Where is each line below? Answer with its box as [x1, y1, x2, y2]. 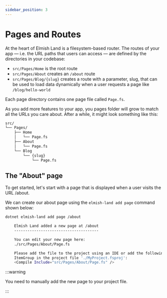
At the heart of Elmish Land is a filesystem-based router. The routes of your [5, 45, 160, 51]
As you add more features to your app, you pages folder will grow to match [5, 105, 159, 112]
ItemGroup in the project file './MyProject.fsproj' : [14, 255, 128, 260]
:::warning [5, 269, 26, 275]
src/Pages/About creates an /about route [12, 71, 95, 77]
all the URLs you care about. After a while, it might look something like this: [5, 111, 158, 117]
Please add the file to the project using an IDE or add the [14, 251, 143, 256]
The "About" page [5, 171, 63, 180]
